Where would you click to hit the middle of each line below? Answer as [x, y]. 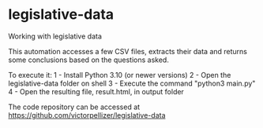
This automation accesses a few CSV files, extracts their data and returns [128, 51]
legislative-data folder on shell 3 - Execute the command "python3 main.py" [132, 83]
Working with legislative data [55, 36]
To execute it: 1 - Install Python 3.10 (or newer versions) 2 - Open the [120, 75]
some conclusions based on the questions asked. [89, 60]
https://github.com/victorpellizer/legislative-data [87, 115]
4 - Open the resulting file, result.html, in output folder [96, 91]
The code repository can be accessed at [74, 107]
